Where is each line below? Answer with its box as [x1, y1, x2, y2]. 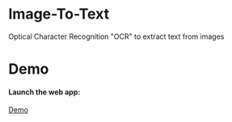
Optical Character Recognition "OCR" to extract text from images [8, 32, 225, 41]
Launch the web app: [8, 86, 81, 97]
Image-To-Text [8, 5, 110, 23]
